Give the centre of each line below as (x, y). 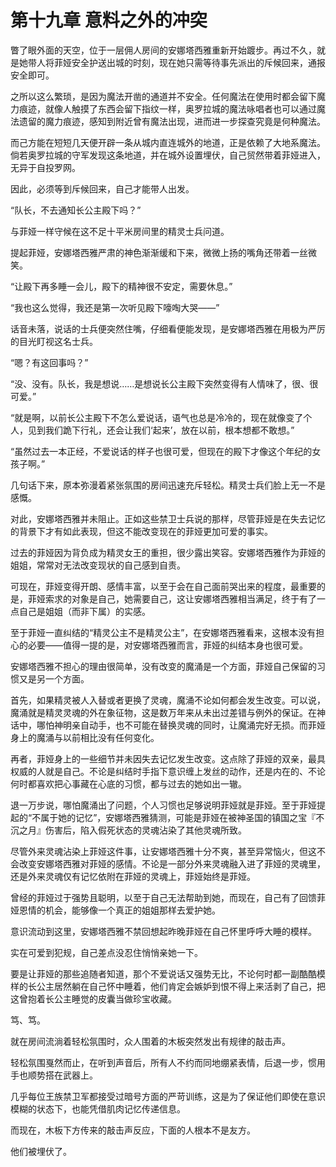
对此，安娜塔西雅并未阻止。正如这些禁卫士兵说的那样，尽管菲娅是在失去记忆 (168, 518)
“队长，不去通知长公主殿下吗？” (76, 210)
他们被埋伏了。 (41, 1151)
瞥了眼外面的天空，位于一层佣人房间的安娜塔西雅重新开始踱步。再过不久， (163, 50)
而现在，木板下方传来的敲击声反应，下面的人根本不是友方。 (133, 1130)
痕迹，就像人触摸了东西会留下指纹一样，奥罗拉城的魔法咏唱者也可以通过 (167, 108)
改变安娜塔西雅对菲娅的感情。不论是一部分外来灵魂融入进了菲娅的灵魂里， (172, 863)
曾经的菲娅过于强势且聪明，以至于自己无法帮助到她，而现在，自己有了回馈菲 (168, 897)
